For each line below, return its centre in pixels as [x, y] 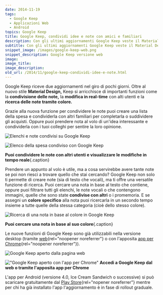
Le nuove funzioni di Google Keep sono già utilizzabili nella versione [73, 233]
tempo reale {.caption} [27, 160]
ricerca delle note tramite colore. [39, 102]
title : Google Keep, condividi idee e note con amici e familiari [73, 37]
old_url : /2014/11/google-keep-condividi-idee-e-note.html [66, 73]
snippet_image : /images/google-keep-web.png [51, 50]
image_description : [25, 68]
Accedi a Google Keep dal [126, 263]
